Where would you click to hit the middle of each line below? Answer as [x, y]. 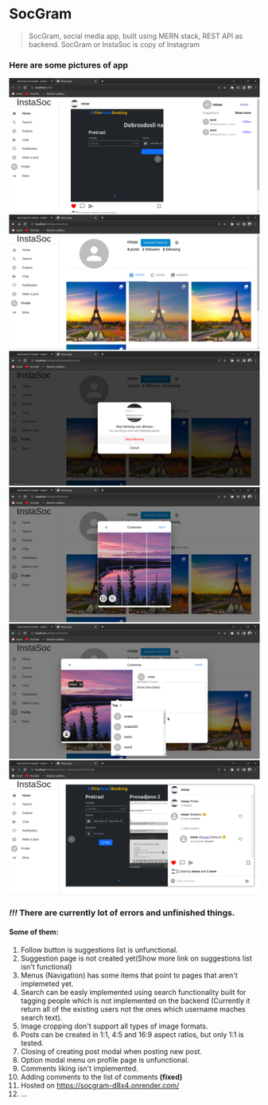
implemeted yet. [47, 983]
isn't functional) [46, 966]
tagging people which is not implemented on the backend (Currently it [135, 1001]
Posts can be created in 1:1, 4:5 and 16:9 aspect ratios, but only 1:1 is [132, 1034]
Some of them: [34, 932]
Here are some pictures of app [69, 65]
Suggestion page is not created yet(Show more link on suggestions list [136, 958]
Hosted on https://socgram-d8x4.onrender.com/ [100, 1085]
